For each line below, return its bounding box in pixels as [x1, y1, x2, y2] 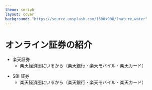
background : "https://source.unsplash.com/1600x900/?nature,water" [5, 16, 148, 21]
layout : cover [5, 12, 35, 17]
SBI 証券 [12, 73, 30, 79]
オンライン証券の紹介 [5, 39, 93, 50]
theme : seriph [5, 7, 35, 12]
